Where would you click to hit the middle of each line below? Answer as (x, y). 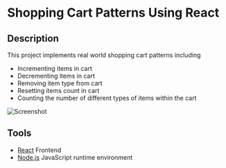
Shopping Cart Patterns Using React (113, 13)
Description (33, 39)
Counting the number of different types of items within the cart (107, 98)
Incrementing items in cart (54, 68)
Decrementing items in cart (56, 76)
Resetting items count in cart (58, 91)
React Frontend (39, 150)
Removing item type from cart (60, 83)
